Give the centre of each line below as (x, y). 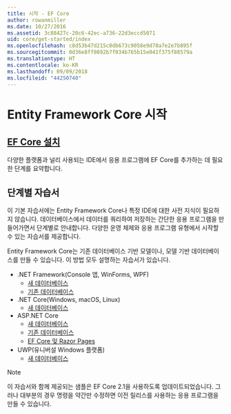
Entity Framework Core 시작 (87, 114)
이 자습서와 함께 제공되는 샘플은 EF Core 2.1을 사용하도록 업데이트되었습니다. (110, 387)
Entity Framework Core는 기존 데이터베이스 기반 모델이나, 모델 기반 (99, 251)
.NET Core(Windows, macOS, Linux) (69, 300)
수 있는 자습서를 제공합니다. (44, 237)
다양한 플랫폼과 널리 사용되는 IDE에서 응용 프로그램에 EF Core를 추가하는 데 (109, 160)
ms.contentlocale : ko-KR (43, 65)
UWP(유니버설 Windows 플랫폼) (61, 350)
